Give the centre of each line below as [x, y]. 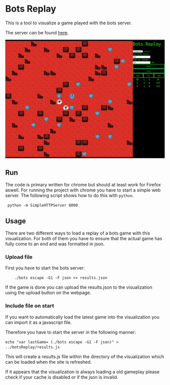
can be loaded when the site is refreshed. [49, 362]
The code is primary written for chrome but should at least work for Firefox [83, 185]
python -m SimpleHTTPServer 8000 [43, 206]
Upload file [19, 257]
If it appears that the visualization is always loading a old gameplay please [82, 372]
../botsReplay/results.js [32, 347]
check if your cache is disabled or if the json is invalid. [62, 377]
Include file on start [30, 306]
